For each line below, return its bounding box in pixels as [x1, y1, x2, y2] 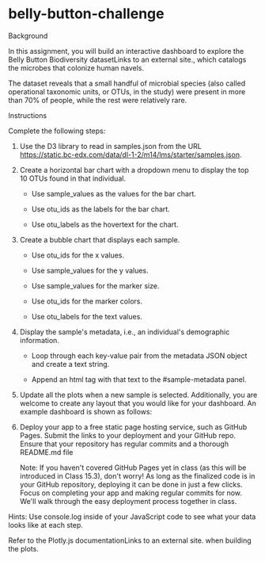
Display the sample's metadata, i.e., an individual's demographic [19, 326, 230, 337]
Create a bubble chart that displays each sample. [19, 235, 180, 244]
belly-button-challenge [8, 5, 165, 23]
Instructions [8, 110, 47, 120]
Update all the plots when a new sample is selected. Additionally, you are [19, 390, 258, 399]
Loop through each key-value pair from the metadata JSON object [31, 350, 248, 361]
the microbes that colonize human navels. [8, 63, 145, 72]
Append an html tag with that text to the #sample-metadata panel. [31, 374, 247, 384]
